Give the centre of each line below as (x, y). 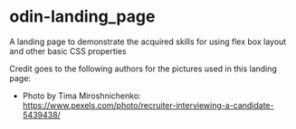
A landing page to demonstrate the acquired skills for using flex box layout (148, 41)
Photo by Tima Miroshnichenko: (82, 96)
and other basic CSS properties (68, 51)
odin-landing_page (82, 17)
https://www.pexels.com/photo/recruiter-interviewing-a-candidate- (148, 105)
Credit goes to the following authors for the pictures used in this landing (143, 69)
